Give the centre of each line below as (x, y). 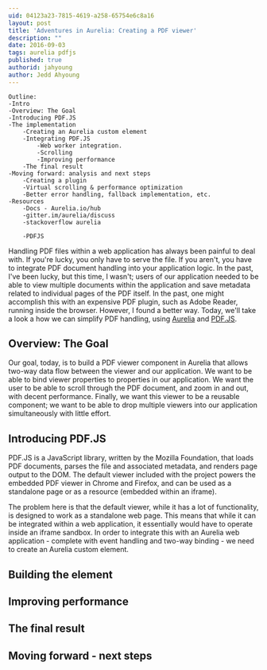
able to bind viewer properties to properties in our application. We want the (131, 380)
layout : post (30, 23)
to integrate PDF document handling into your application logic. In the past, (131, 268)
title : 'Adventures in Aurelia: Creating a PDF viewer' (103, 30)
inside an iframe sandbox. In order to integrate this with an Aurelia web (124, 533)
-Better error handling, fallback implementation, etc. (117, 194)
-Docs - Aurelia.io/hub (62, 208)
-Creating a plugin (55, 180)
